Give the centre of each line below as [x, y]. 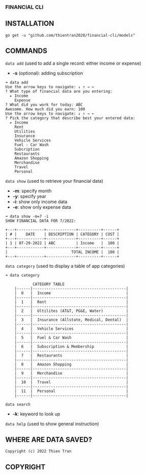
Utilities [25, 131]
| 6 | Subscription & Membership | [71, 346]
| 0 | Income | [71, 293]
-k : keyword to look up [36, 414]
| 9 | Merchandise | [71, 373]
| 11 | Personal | [71, 391]
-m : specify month [32, 191]
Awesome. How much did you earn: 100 [45, 109]
